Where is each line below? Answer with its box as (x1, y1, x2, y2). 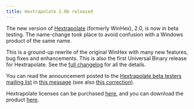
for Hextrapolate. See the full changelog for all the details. (6, 61, 146, 68)
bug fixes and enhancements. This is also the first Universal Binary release (6, 54, 187, 62)
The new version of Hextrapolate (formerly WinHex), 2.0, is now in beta (6, 25, 179, 32)
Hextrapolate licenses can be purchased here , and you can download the (6, 90, 184, 97)
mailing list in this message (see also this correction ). (6, 79, 135, 86)
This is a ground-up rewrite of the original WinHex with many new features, (6, 48, 188, 56)
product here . (6, 96, 39, 103)
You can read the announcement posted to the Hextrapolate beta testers (6, 72, 182, 79)
